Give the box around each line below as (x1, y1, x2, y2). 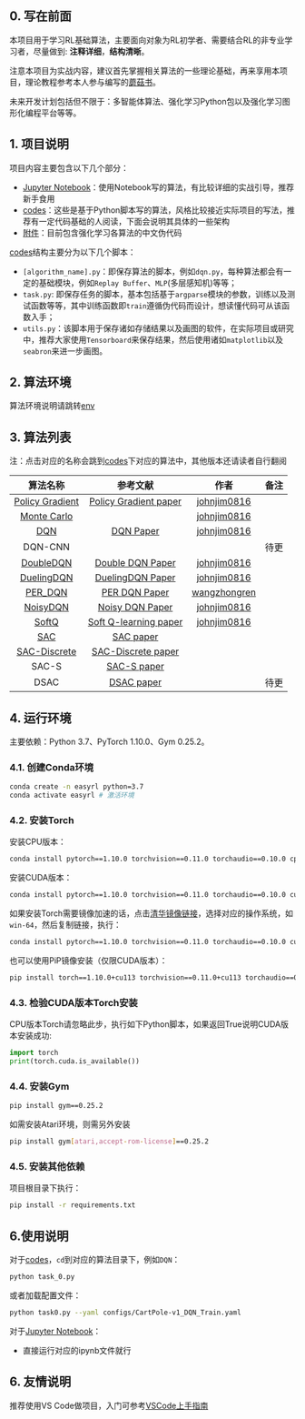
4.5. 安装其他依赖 (9, 1160, 85, 1172)
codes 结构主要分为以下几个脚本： (9, 247, 136, 257)
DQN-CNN (23, 540, 71, 553)
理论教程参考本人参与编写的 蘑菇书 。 (25, 76, 161, 87)
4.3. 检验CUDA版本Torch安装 (9, 996, 138, 1009)
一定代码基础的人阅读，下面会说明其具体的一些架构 (38, 216, 230, 226)
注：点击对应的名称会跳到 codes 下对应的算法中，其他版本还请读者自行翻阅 (9, 456, 288, 467)
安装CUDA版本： (9, 872, 73, 883)
